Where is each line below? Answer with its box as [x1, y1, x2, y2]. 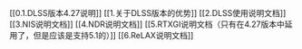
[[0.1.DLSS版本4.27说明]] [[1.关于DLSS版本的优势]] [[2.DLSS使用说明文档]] [9, 8, 287, 18]
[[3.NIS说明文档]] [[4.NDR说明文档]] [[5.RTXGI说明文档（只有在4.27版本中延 [9, 19, 293, 29]
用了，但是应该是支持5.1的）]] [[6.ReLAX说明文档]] [9, 30, 194, 40]
